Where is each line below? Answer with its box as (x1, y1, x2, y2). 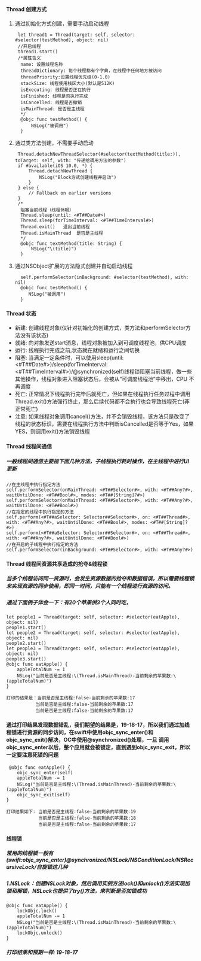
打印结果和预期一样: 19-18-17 (6, 948, 78, 956)
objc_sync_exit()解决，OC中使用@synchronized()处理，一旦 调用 (6, 736, 169, 743)
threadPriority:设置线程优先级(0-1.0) (20, 74, 110, 80)
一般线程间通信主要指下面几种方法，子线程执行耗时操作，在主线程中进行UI (6, 457, 190, 465)
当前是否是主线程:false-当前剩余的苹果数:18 (38, 815, 136, 821)
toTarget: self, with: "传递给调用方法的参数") (14, 157, 126, 164)
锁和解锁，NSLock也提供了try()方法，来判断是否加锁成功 (6, 887, 147, 895)
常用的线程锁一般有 (6, 850, 54, 857)
